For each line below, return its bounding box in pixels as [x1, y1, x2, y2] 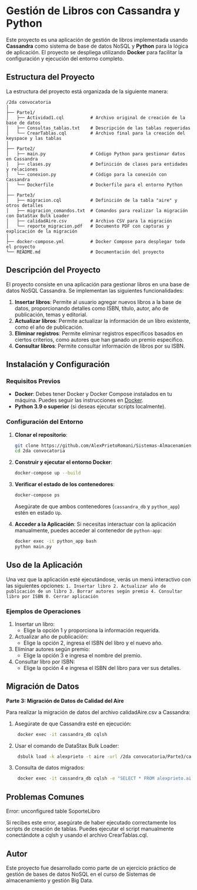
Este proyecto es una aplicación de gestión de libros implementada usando [6, 36, 188, 43]
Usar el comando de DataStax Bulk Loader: [14, 742, 119, 749]
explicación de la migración [6, 228, 78, 234]
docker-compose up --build [14, 470, 81, 476]
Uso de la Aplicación [6, 560, 83, 570]
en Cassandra [6, 156, 38, 162]
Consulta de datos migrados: [14, 764, 85, 771]
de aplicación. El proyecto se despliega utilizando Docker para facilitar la [6, 48, 183, 55]
